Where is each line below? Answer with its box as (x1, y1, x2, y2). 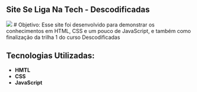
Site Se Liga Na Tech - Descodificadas (6, 5, 150, 15)
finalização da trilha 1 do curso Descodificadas (6, 34, 120, 41)
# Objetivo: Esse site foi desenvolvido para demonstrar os (13, 21, 155, 28)
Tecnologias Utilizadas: (6, 51, 95, 61)
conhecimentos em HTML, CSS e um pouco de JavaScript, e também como (6, 27, 191, 34)
